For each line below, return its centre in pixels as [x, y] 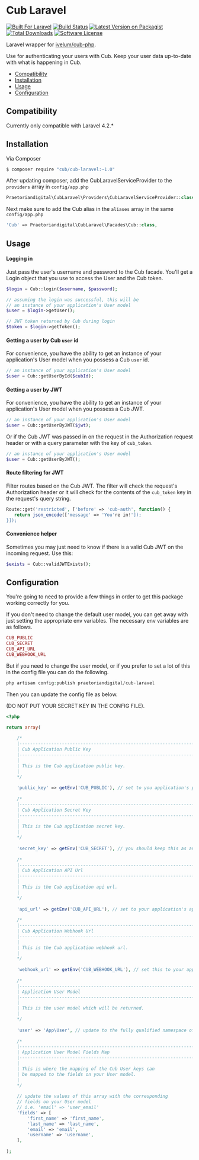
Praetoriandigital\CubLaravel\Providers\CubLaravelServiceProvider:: [94, 198]
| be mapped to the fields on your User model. [76, 1074]
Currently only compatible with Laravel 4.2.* [60, 126]
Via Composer [24, 158]
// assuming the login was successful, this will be [73, 300]
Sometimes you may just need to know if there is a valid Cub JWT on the [95, 547]
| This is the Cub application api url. [67, 887]
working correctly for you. [38, 603]
